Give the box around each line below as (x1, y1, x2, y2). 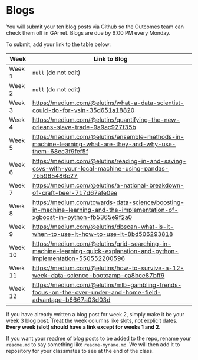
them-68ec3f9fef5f (32, 147, 88, 155)
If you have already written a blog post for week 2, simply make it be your (6, 310, 184, 318)
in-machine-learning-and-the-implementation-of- (32, 205, 179, 214)
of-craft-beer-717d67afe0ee (32, 188, 118, 197)
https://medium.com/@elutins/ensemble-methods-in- (32, 132, 184, 140)
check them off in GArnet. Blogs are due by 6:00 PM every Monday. (6, 29, 171, 36)
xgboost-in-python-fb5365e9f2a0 (32, 213, 133, 221)
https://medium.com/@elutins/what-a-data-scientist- (32, 99, 184, 107)
